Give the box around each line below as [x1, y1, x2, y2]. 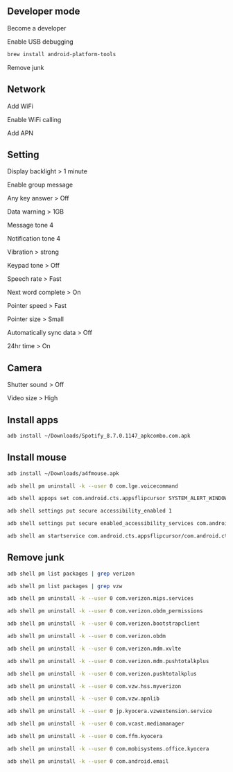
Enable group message [7, 180, 74, 189]
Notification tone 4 [7, 234, 61, 243]
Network [7, 83, 46, 96]
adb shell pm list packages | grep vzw [7, 583, 123, 590]
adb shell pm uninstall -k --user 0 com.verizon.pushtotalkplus [7, 670, 197, 677]
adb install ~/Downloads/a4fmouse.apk [7, 470, 119, 477]
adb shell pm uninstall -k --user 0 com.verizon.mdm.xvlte [7, 645, 182, 652]
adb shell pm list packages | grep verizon [7, 570, 135, 577]
